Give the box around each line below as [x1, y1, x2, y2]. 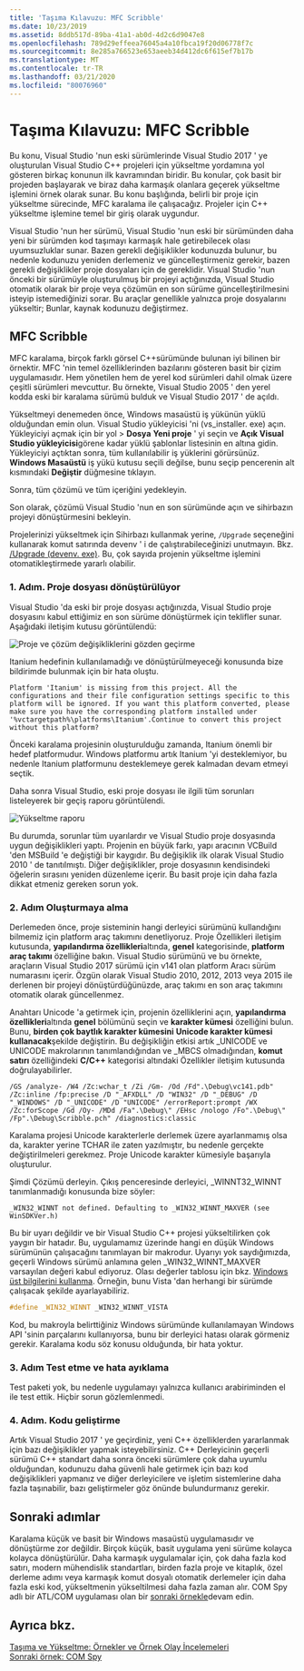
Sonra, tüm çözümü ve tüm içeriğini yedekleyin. [9, 485, 188, 496]
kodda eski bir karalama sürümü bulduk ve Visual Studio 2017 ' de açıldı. [9, 391, 279, 402]
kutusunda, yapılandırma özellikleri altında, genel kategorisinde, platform [9, 940, 285, 951]
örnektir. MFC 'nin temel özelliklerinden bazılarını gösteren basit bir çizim [9, 362, 281, 373]
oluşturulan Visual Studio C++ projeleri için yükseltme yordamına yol [9, 160, 265, 171]
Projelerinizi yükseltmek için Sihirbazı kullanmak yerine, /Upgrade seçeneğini [9, 529, 295, 540]
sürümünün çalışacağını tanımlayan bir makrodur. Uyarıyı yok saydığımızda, [9, 1246, 291, 1257]
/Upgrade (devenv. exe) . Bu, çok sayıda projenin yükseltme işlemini [9, 548, 261, 559]
